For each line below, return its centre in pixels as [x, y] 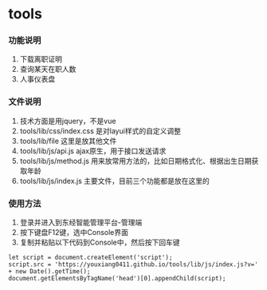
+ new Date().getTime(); [49, 272]
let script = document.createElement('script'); [90, 258]
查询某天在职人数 [48, 70]
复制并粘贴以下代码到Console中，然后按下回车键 [100, 242]
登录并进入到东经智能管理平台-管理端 [81, 222]
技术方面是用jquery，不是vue [68, 121]
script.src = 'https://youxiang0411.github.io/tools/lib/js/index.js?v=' [133, 264]
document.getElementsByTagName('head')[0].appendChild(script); [117, 279]
